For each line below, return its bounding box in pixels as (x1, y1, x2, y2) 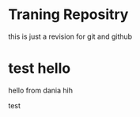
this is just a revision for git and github (8, 32, 133, 41)
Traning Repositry (8, 6, 129, 24)
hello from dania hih (8, 85, 74, 95)
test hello (8, 59, 71, 77)
